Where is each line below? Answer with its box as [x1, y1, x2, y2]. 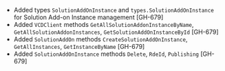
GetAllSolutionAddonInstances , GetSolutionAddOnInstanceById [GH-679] [13, 28, 219, 36]
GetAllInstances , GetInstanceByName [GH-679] [13, 43, 145, 50]
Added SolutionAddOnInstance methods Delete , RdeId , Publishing [13, 50, 200, 58]
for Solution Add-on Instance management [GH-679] [13, 13, 164, 21]
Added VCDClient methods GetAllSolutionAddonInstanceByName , [13, 21, 194, 28]
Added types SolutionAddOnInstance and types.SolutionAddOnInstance [13, 6, 215, 14]
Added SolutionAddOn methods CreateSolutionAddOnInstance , [13, 35, 188, 43]
